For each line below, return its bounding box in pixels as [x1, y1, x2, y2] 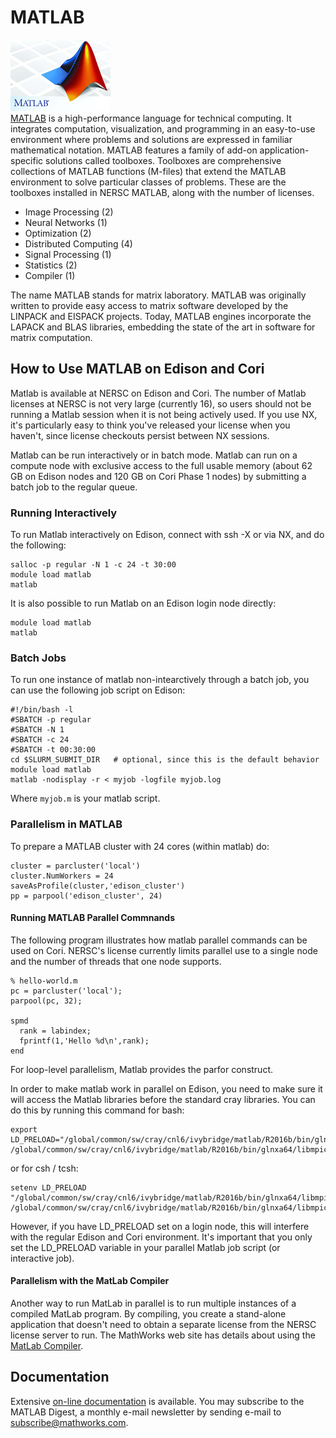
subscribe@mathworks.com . [10, 1416, 129, 1428]
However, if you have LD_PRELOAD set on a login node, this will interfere [10, 1220, 310, 1232]
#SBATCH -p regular [10, 715, 92, 725]
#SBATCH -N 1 [10, 725, 65, 735]
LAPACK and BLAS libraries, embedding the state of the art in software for [10, 321, 316, 333]
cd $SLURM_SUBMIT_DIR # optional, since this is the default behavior [10, 755, 320, 765]
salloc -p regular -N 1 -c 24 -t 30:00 [10, 560, 177, 570]
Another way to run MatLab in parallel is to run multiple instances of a [10, 1297, 297, 1310]
